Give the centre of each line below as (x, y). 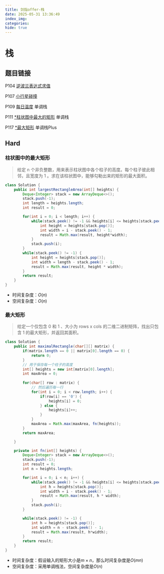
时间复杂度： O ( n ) (30, 295)
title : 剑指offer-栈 (25, 10)
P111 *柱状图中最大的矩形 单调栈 (37, 117)
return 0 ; (41, 356)
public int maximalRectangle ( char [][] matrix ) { (64, 347)
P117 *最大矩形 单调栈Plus (31, 127)
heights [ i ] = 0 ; (65, 401)
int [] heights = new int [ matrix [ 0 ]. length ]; (69, 369)
